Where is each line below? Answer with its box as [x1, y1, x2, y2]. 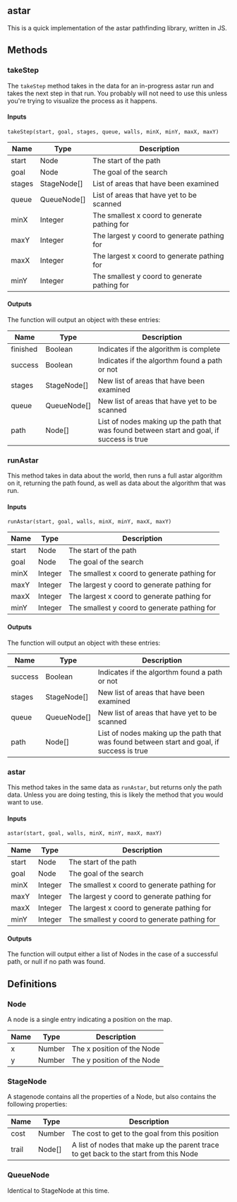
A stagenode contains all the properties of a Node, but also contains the [7, 1093, 217, 1101]
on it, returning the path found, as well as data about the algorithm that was [7, 479, 226, 487]
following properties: [7, 1100, 68, 1109]
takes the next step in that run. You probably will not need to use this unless [7, 89, 228, 97]
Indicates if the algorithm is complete [97, 344, 221, 354]
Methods [7, 44, 48, 56]
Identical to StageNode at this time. [7, 1186, 110, 1195]
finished [11, 344, 38, 354]
